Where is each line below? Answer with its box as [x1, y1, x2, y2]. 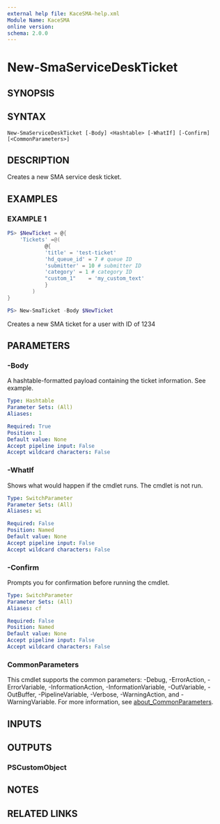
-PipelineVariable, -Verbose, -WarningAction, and [38, 690, 180, 699]
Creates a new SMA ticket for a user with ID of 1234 [7, 320, 156, 328]
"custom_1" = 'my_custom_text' [44, 275, 145, 282]
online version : [7, 23, 54, 30]
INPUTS [7, 718, 42, 730]
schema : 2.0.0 [7, 29, 49, 37]
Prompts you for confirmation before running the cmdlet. [7, 578, 170, 586]
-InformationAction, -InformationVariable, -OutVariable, [48, 683, 207, 692]
